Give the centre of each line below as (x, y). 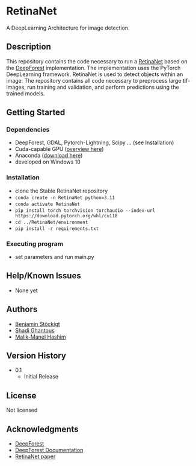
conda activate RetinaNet (47, 204)
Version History (36, 356)
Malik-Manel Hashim (40, 337)
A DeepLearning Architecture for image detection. (68, 28)
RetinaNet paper (35, 456)
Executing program (35, 244)
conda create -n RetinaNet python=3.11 (65, 197)
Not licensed (22, 410)
